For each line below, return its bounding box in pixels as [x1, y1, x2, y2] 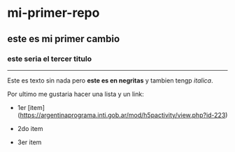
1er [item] [17, 103, 45, 111]
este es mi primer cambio [7, 33, 120, 45]
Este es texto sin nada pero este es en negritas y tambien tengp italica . [7, 76, 213, 85]
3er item [17, 138, 42, 146]
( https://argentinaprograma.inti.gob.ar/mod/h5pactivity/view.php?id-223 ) [17, 111, 228, 119]
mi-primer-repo [7, 5, 100, 21]
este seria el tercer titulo [7, 54, 92, 64]
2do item [17, 124, 43, 132]
